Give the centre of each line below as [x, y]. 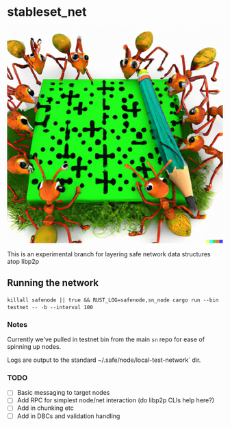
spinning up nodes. [34, 347]
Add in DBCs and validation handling [68, 416]
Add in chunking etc [45, 408]
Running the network [53, 283]
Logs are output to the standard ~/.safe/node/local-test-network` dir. [104, 360]
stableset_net [47, 12]
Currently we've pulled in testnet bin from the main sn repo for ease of [106, 339]
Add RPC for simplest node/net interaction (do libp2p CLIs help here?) [115, 400]
